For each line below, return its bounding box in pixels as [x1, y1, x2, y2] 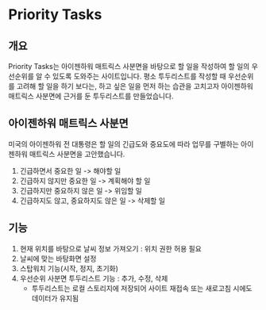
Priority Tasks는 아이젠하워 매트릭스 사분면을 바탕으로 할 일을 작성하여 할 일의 [8, 62, 250, 71]
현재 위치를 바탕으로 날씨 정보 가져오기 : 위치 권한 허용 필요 [19, 243, 202, 253]
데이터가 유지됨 [31, 293, 79, 303]
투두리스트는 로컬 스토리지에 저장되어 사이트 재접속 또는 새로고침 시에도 [31, 283, 253, 293]
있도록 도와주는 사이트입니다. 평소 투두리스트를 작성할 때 [52, 71, 226, 81]
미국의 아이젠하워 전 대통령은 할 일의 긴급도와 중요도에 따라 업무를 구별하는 [8, 139, 240, 148]
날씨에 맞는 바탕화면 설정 [19, 254, 97, 263]
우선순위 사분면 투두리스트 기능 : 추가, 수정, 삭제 [19, 274, 168, 283]
